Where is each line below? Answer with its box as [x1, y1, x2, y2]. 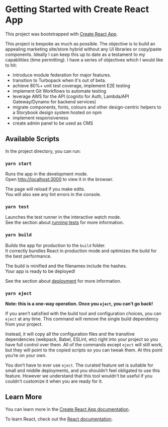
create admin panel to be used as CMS [12, 120, 93, 126]
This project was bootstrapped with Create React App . [5, 31, 118, 37]
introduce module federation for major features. [12, 72, 112, 78]
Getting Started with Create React [5, 4, 149, 15]
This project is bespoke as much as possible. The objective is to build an [5, 40, 156, 46]
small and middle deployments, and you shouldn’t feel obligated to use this [5, 367, 160, 374]
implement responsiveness [12, 114, 69, 120]
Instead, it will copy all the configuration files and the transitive [5, 331, 135, 337]
